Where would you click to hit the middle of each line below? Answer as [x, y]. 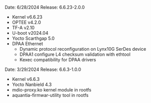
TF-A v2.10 [23, 28]
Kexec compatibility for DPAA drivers [58, 60]
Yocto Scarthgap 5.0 [33, 38]
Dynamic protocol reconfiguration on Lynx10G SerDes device [83, 49]
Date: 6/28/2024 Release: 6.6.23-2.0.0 [45, 7]
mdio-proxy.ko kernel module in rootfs [52, 90]
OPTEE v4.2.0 [26, 22]
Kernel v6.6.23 [27, 17]
